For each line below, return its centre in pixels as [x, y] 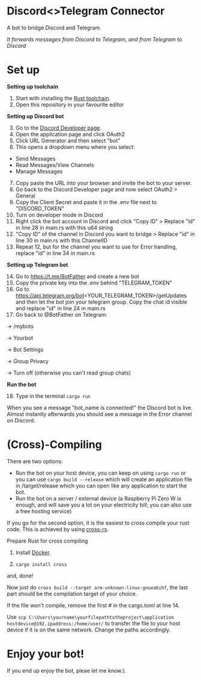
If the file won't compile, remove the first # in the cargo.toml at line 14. [93, 605]
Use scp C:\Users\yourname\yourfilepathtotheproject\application [91, 617]
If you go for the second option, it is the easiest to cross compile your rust [98, 523]
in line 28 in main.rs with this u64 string [64, 227]
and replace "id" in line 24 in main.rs [60, 308]
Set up [23, 70]
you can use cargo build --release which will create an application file [104, 479]
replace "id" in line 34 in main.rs [55, 253]
